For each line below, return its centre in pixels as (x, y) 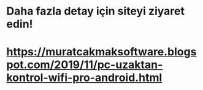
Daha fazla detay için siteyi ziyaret (96, 11)
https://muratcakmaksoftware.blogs (101, 52)
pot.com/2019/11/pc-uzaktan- (85, 65)
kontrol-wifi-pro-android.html (84, 78)
